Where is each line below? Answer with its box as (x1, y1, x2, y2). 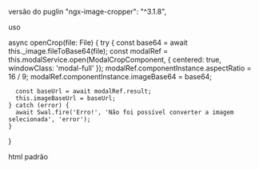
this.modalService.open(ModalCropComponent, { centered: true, (8, 55, 221, 64)
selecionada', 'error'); (8, 115, 91, 123)
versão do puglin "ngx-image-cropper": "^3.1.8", (8, 7, 167, 16)
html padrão (8, 152, 49, 161)
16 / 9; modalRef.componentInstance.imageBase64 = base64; (8, 72, 213, 81)
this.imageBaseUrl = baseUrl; (15, 95, 116, 103)
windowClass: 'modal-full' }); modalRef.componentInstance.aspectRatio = (8, 63, 252, 73)
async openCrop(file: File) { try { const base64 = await (8, 38, 188, 47)
